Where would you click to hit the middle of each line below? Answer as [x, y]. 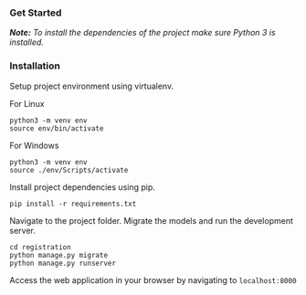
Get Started [36, 13]
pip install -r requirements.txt [73, 204]
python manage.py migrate [58, 255]
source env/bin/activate [57, 128]
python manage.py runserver [63, 263]
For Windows [34, 145]
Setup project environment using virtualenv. [92, 86]
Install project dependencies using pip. [82, 187]
